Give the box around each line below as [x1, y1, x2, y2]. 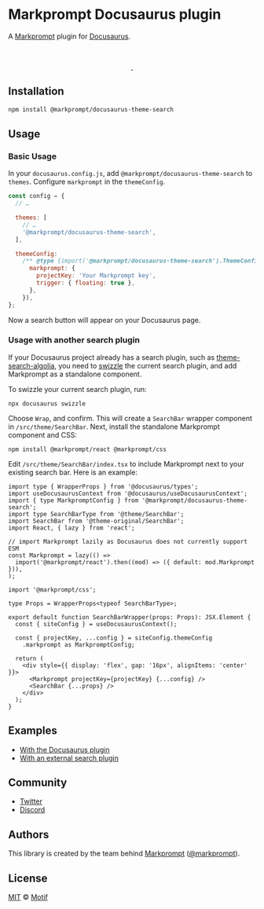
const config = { [8, 192, 65, 200]
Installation [8, 85, 64, 98]
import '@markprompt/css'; [8, 585, 97, 594]
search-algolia [8, 361, 55, 370]
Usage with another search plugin [8, 335, 140, 346]
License [8, 871, 48, 885]
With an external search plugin [19, 753, 119, 763]
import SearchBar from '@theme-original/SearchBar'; [8, 517, 185, 525]
